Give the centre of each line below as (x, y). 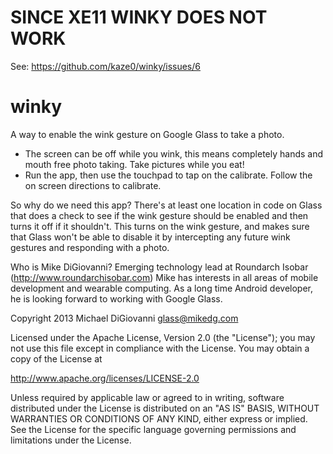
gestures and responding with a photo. (90, 247)
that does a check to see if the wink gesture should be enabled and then (159, 215)
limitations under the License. (71, 440)
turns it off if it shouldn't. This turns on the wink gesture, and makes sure (160, 226)
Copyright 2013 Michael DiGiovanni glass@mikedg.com (124, 318)
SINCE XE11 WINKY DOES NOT (139, 17)
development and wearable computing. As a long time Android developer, (161, 288)
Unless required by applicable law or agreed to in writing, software (147, 397)
